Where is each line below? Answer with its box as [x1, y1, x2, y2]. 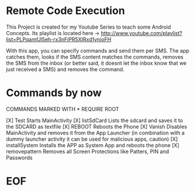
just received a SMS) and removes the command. [6, 65, 124, 72]
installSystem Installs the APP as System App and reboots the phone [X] [6, 141, 180, 148]
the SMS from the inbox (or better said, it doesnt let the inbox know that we [6, 60, 187, 67]
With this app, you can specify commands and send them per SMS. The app [6, 47, 190, 54]
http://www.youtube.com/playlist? [100, 29, 183, 36]
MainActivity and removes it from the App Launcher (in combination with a [6, 129, 185, 136]
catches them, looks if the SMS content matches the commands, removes [6, 53, 184, 60]
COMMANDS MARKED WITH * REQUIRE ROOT [6, 105, 120, 112]
